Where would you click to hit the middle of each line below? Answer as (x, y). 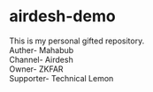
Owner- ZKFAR (36, 69)
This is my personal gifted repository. (77, 41)
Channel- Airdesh (41, 59)
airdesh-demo (63, 16)
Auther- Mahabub (42, 50)
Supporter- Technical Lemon (61, 78)
